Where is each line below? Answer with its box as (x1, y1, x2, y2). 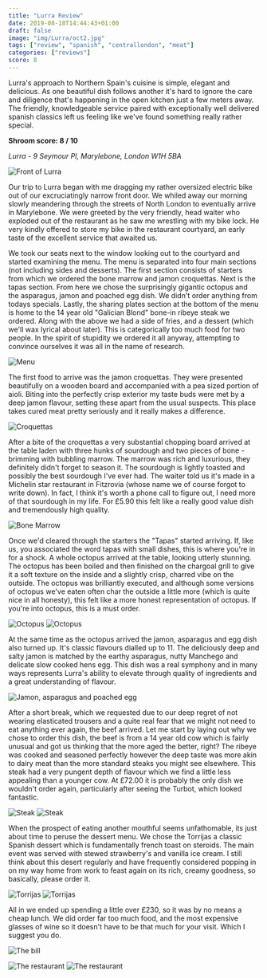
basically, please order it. (8, 874, 91, 883)
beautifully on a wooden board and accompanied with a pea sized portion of (8, 380, 259, 391)
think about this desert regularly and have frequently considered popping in (8, 857, 257, 866)
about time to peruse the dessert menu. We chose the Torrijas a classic (8, 831, 242, 841)
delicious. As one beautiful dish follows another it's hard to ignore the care (8, 86, 253, 96)
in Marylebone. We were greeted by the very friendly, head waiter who (8, 207, 241, 217)
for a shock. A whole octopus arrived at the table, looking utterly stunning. (8, 552, 253, 562)
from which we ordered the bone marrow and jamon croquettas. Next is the (8, 273, 257, 283)
